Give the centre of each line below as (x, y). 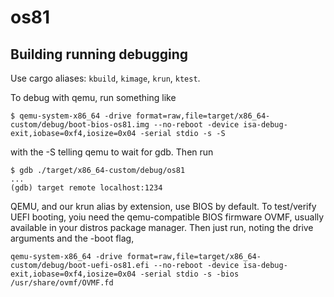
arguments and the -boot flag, (72, 238)
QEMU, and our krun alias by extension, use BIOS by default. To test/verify (163, 206)
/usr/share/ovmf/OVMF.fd (62, 283)
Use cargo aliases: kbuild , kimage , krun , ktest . (105, 78)
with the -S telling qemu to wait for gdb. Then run (112, 152)
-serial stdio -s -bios (189, 274)
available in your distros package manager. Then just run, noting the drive (162, 227)
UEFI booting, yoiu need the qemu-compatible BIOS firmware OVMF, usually (167, 217)
